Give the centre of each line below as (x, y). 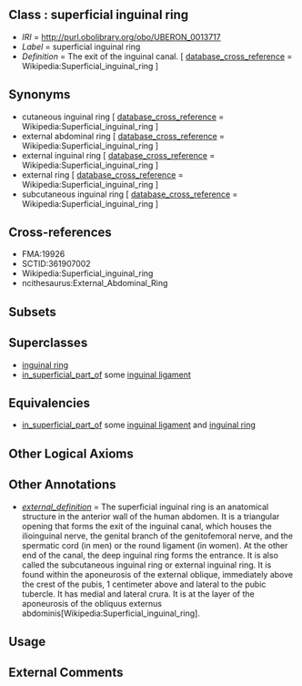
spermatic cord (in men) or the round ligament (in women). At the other (155, 545)
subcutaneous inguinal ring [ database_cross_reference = (130, 194)
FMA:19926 (43, 254)
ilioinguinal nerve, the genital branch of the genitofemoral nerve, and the (157, 536)
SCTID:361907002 (56, 264)
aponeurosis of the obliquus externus (92, 603)
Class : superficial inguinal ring (98, 15)
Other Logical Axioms (71, 453)
